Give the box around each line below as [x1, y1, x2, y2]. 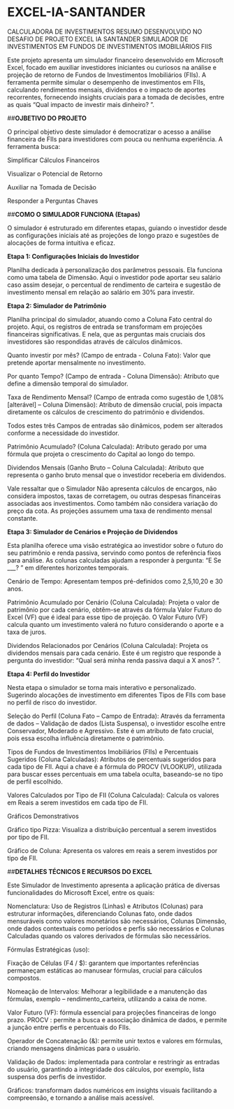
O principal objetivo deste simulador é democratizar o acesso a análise [7, 127, 212, 136]
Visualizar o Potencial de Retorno [7, 169, 103, 178]
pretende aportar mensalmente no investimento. [7, 358, 146, 367]
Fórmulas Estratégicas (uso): [7, 945, 90, 954]
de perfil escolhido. [7, 777, 63, 786]
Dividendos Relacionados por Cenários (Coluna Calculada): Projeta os [7, 641, 208, 649]
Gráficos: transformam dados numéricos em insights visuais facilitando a [7, 1086, 217, 1094]
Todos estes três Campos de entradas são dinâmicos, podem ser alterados [7, 421, 224, 430]
